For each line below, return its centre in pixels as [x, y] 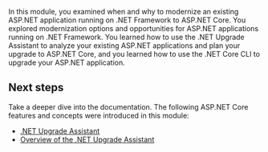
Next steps [36, 88]
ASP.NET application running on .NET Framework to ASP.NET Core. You [127, 20]
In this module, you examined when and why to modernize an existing [124, 12]
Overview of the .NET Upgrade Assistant [87, 139]
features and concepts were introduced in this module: [99, 115]
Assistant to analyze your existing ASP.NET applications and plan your [124, 46]
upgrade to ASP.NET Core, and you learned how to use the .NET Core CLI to [134, 54]
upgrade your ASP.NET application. [67, 62]
